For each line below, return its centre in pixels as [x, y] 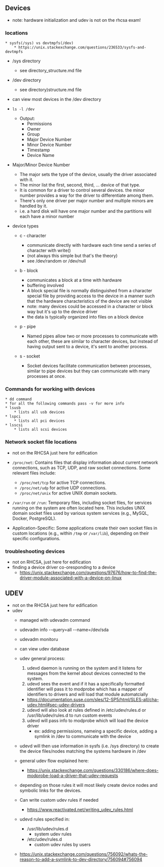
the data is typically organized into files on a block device [85, 317]
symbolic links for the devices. [50, 790]
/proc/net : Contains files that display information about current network [85, 462]
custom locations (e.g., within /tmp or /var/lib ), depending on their [81, 533]
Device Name [41, 155]
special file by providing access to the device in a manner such [91, 296]
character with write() [49, 251]
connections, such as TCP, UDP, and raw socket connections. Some [81, 467]
